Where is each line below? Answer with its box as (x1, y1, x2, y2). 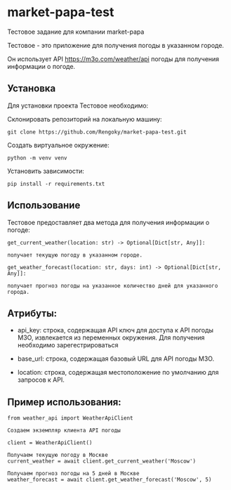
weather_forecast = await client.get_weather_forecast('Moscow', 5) (7, 476, 212, 484)
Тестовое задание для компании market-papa (7, 27, 145, 36)
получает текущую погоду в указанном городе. (7, 251, 143, 259)
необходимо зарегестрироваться (17, 341, 119, 349)
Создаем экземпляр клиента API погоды (7, 427, 121, 434)
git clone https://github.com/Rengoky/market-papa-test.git (7, 128, 187, 136)
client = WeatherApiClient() (7, 439, 93, 446)
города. (7, 288, 30, 295)
